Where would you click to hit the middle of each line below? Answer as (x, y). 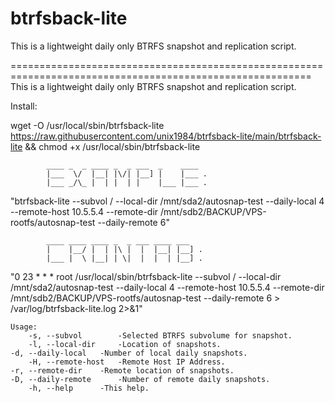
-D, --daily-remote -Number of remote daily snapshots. (140, 379)
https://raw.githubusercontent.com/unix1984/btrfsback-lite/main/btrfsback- (166, 136)
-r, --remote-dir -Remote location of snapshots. (122, 370)
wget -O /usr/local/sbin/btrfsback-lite (87, 125)
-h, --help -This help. (89, 388)
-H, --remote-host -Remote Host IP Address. (127, 362)
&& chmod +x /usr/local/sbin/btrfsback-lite (112, 146)
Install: (24, 106)
